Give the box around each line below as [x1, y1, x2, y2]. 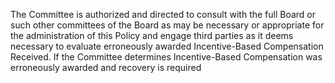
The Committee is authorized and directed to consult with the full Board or [10, 9, 317, 20]
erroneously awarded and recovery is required [10, 62, 202, 73]
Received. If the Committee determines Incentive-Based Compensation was [10, 51, 323, 63]
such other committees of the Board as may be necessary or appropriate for [10, 19, 325, 31]
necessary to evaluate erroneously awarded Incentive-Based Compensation [10, 40, 324, 52]
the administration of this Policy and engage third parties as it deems [10, 30, 294, 41]
